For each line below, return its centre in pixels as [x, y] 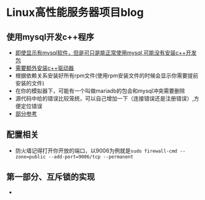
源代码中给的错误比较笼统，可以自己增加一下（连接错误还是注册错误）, [104, 98]
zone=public [30, 157]
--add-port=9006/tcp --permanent [91, 157]
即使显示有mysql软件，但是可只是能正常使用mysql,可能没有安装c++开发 [106, 53]
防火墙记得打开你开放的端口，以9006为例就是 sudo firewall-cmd [96, 151]
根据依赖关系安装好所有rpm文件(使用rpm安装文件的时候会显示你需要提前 [107, 76]
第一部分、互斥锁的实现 [50, 177]
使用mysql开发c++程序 [50, 37]
